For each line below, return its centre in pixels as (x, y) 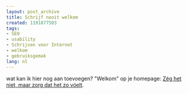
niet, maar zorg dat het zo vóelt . (45, 84)
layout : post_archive (33, 12)
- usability (21, 39)
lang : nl (17, 61)
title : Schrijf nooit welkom (42, 17)
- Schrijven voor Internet (39, 45)
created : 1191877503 (32, 23)
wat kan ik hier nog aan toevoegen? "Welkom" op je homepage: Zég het (94, 79)
